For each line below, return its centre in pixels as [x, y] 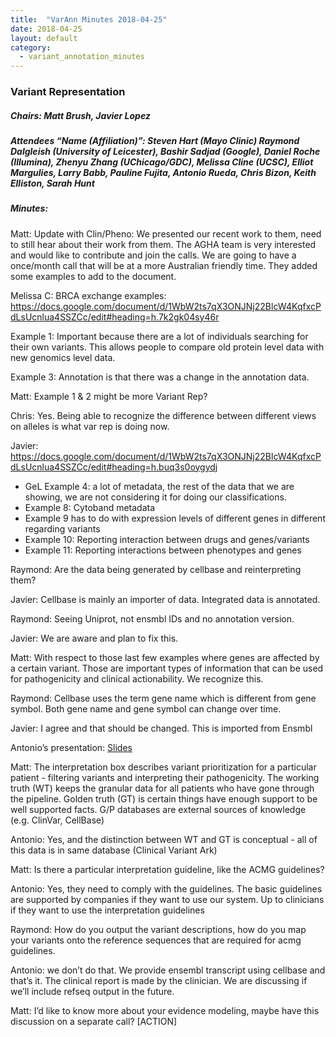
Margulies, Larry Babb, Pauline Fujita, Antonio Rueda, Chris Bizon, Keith [163, 173]
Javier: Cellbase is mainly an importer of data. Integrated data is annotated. [165, 599]
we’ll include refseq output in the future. [92, 991]
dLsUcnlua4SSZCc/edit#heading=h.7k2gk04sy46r [115, 317]
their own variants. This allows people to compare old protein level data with [167, 347]
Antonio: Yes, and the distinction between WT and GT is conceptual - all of [164, 839]
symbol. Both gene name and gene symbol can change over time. [146, 708]
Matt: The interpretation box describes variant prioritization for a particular [163, 767]
